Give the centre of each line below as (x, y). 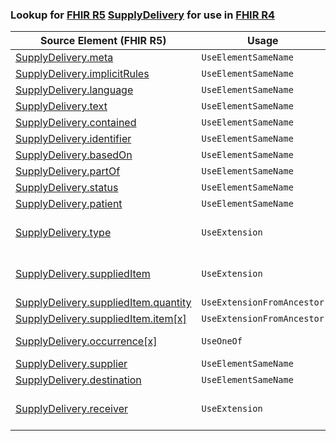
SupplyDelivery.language (74, 90)
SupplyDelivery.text (61, 106)
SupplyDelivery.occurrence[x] (86, 341)
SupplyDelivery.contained (76, 123)
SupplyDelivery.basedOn (74, 155)
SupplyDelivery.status (67, 188)
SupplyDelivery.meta (64, 58)
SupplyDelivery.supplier (71, 364)
